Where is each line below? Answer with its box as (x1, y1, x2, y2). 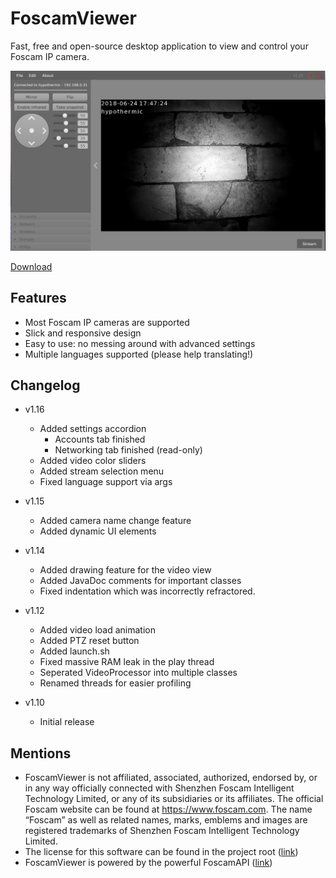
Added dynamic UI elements (39, 525, 157, 537)
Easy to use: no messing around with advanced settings (24, 337, 256, 349)
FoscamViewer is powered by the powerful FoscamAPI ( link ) (24, 857, 273, 869)
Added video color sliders (39, 455, 147, 467)
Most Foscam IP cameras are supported (24, 316, 190, 328)
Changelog (10, 377, 81, 394)
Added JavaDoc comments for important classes (39, 575, 242, 587)
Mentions (10, 745, 72, 762)
